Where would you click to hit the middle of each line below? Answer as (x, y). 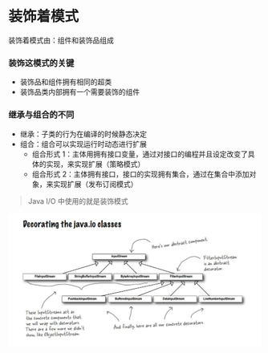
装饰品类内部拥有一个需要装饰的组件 (80, 92)
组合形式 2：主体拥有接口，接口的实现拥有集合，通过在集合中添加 (141, 174)
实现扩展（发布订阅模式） (95, 184)
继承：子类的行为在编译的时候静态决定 (83, 134)
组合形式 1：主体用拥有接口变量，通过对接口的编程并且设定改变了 (140, 154)
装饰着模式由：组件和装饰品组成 (61, 40)
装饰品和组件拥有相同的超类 (66, 82)
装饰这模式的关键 (41, 63)
